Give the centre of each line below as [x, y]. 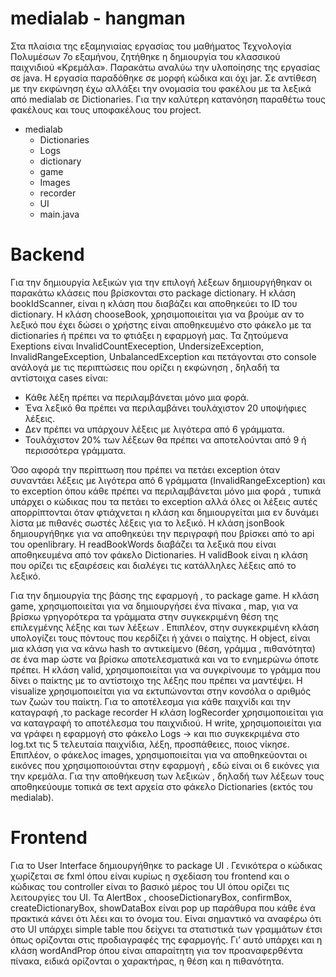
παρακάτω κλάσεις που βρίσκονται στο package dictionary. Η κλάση [153, 293]
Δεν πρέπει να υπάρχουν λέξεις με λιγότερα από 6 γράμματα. [154, 429]
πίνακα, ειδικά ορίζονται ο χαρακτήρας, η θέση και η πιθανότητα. [147, 961]
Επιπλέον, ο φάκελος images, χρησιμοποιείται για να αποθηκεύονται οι [159, 754]
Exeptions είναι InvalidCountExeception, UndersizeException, [137, 346]
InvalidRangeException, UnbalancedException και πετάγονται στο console [163, 356]
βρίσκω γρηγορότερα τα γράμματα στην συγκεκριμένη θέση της [144, 616]
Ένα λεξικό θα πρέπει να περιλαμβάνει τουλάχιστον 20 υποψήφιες [165, 408]
